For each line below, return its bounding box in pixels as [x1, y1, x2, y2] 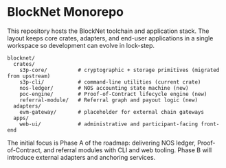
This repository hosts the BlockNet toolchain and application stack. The [7, 27, 210, 35]
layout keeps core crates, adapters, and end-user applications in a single [7, 34, 214, 42]
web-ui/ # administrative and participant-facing [19, 121, 198, 128]
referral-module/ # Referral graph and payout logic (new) [19, 97, 198, 104]
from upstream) [7, 73, 51, 80]
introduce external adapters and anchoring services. [7, 153, 156, 161]
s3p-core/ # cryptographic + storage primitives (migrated [19, 67, 220, 73]
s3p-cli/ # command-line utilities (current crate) [19, 78, 201, 86]
